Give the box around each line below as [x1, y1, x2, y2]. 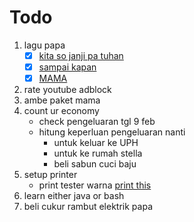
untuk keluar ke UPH [53, 137, 139, 149]
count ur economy [23, 105, 100, 117]
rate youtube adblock [23, 84, 112, 96]
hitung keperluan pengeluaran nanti [38, 126, 186, 138]
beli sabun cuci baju [53, 158, 137, 170]
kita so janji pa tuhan [38, 49, 124, 61]
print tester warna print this [38, 179, 152, 191]
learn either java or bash [23, 190, 125, 202]
